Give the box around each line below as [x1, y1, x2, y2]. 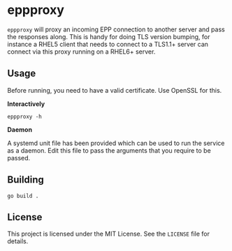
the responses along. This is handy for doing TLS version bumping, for [7, 32, 210, 40]
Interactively [7, 100, 45, 108]
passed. [7, 153, 31, 162]
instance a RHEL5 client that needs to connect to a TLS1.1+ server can [7, 40, 208, 48]
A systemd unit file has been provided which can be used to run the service [7, 139, 225, 147]
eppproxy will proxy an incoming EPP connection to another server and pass [7, 25, 225, 33]
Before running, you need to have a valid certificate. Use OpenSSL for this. [7, 86, 222, 94]
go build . [7, 192, 39, 199]
